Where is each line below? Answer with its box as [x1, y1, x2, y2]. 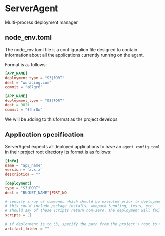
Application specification [5, 131, 84, 139]
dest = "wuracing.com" [5, 80, 52, 85]
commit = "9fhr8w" [5, 107, 43, 112]
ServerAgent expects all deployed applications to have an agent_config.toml [5, 143, 160, 149]
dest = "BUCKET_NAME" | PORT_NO [5, 190, 67, 195]
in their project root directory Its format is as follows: [5, 149, 111, 155]
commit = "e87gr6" [5, 85, 43, 90]
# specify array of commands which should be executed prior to [5, 199, 139, 204]
